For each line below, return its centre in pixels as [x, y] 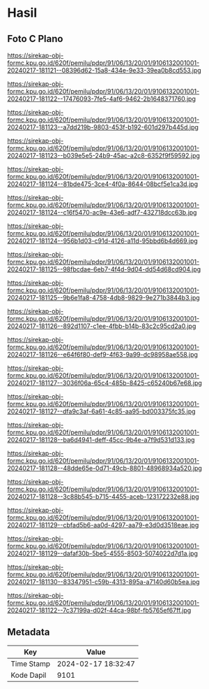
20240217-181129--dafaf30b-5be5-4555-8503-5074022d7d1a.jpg [103, 553]
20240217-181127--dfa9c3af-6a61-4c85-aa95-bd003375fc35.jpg [102, 411]
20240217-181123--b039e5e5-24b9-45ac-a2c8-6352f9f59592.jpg [104, 156]
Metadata [29, 632]
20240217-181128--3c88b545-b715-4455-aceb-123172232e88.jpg [103, 497]
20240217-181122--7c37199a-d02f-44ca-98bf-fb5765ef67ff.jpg [99, 610]
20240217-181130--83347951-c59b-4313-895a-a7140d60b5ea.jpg [103, 582]
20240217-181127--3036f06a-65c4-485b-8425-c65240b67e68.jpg [104, 383]
